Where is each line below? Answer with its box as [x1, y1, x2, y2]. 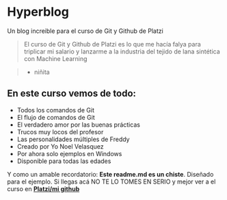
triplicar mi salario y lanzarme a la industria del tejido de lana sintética [23, 47, 220, 55]
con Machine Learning [23, 54, 88, 62]
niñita [34, 68, 50, 76]
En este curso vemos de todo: [7, 88, 137, 99]
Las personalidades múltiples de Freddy [16, 135, 130, 143]
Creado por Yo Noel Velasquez [16, 142, 104, 151]
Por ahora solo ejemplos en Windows [16, 149, 122, 158]
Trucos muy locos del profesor [16, 127, 104, 136]
